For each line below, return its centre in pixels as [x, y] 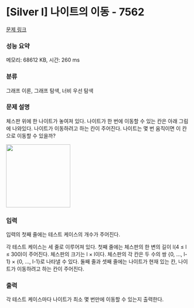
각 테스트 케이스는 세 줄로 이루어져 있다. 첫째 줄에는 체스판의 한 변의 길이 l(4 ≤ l [96, 247]
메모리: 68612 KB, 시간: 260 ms [43, 60]
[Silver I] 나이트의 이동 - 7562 [75, 12]
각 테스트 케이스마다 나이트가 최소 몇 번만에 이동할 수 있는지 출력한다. [85, 299]
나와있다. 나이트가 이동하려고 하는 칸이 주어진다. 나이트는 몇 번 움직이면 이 [96, 128]
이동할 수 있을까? [36, 136]
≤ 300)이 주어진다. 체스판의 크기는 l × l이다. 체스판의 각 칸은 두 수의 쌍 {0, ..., [94, 254]
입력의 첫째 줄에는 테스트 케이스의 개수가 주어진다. [63, 235]
